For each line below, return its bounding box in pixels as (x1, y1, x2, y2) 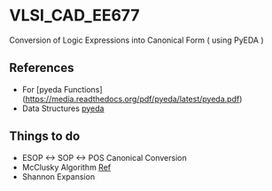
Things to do (9, 129, 81, 144)
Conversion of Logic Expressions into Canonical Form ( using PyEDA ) (9, 35, 264, 45)
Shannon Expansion (21, 171, 96, 182)
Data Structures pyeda (21, 103, 105, 114)
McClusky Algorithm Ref (21, 162, 112, 172)
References (9, 60, 74, 76)
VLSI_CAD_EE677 (9, 5, 140, 26)
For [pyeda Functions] (21, 84, 104, 94)
